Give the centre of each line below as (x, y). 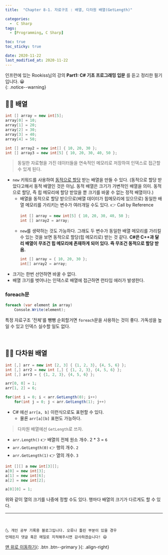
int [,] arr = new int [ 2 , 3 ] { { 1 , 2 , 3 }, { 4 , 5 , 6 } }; (66, 365)
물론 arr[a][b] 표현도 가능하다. (50, 418)
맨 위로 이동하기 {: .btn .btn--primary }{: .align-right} (57, 547)
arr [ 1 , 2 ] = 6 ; (21, 388)
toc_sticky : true (23, 47)
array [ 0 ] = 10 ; (21, 121)
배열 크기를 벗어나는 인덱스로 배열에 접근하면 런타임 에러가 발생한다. (78, 280)
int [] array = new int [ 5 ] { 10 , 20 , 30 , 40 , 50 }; (75, 216)
